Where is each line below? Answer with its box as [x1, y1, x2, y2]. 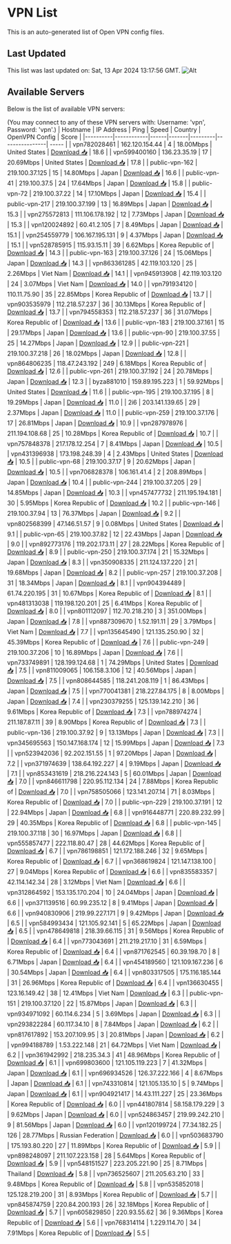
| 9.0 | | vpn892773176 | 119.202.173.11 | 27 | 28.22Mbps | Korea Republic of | [7, 539, 225, 548]
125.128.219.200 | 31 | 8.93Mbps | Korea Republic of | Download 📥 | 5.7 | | [7, 1190, 217, 1198]
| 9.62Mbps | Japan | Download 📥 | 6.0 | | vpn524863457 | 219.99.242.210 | [7, 1110, 225, 1118]
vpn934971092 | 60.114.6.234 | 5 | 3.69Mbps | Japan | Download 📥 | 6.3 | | [7, 1010, 221, 1018]
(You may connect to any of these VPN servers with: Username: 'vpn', [7, 118, 206, 126]
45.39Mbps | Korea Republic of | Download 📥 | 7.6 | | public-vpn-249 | [7, 638, 209, 646]
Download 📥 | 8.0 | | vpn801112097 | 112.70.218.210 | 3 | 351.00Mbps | [7, 606, 207, 615]
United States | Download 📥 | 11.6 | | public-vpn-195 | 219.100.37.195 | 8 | [7, 387, 214, 396]
